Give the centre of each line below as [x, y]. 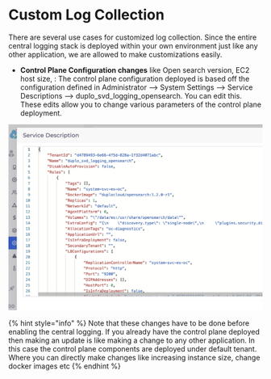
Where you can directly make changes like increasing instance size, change [134, 357]
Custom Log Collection [87, 15]
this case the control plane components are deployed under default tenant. [133, 348]
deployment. [41, 113]
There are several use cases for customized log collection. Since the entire [133, 37]
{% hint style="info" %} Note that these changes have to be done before [129, 323]
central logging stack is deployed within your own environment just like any [133, 45]
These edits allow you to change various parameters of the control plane [141, 104]
